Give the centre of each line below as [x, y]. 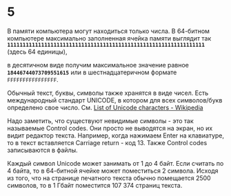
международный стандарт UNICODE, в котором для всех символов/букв [115, 100]
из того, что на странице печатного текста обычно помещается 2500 [109, 178]
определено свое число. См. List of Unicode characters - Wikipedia [105, 107]
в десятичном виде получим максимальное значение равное [98, 65]
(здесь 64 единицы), [37, 52]
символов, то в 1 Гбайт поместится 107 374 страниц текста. [95, 185]
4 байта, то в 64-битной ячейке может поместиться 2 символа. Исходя [113, 171]
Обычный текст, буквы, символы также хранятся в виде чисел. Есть [108, 93]
